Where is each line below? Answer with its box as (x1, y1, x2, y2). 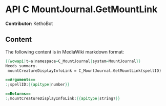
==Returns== (5, 91, 31, 96)
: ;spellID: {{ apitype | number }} (5, 82, 70, 87)
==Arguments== (5, 77, 36, 83)
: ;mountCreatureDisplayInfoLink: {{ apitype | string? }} (5, 96, 120, 101)
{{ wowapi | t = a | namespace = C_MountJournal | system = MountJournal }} (5, 59, 141, 64)
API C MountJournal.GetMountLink (5, 4, 158, 15)
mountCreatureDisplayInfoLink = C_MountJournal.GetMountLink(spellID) (7, 68, 161, 73)
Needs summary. (5, 63, 38, 68)
